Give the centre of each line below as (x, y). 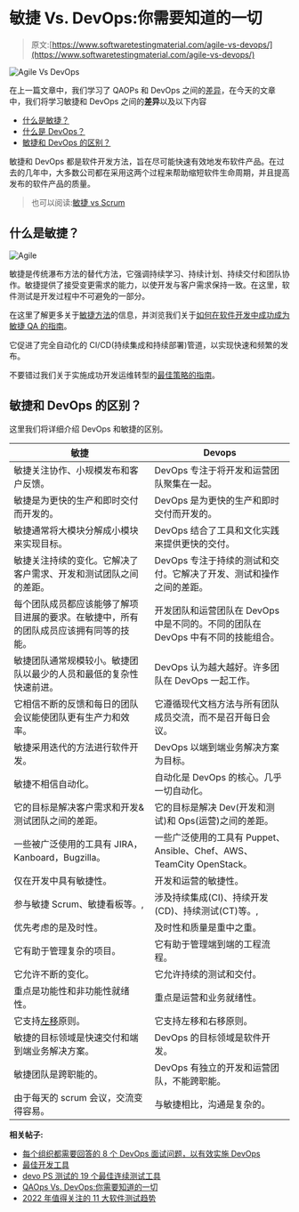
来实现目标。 (41, 544)
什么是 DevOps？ (54, 131)
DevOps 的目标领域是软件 (208, 1038)
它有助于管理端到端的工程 (208, 944)
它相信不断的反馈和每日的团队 (77, 704)
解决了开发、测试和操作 (230, 573)
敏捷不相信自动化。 (54, 784)
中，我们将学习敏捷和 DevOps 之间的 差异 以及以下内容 (108, 101)
